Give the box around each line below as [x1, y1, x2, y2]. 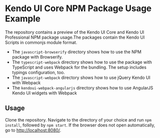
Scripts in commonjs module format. [5, 39, 77, 45]
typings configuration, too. [12, 69, 65, 75]
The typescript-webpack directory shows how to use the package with [12, 59, 152, 65]
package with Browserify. [12, 54, 63, 60]
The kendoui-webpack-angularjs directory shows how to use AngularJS [12, 85, 153, 91]
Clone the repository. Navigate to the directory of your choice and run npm [5, 117, 152, 123]
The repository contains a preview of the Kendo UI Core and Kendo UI [5, 29, 145, 35]
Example [5, 13, 41, 24]
